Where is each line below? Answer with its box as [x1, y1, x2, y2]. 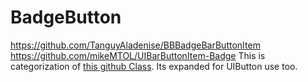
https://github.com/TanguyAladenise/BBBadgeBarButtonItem [10, 39, 261, 51]
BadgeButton [10, 6, 122, 29]
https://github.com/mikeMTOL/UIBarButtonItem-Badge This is [10, 49, 266, 61]
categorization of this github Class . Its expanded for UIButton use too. [10, 60, 298, 72]
